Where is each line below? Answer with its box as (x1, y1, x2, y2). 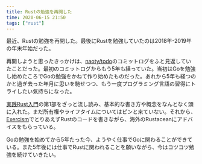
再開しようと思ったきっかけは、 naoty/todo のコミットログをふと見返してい (6, 58, 192, 65)
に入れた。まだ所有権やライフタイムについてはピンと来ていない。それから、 (6, 108, 197, 115)
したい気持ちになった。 (16, 88, 75, 95)
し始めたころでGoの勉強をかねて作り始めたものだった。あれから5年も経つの (6, 73, 197, 80)
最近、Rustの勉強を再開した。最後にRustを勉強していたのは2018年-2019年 (6, 37, 192, 45)
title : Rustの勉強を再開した (6, 8, 72, 15)
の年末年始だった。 (6, 45, 54, 52)
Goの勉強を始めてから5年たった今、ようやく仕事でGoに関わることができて (6, 136, 193, 143)
